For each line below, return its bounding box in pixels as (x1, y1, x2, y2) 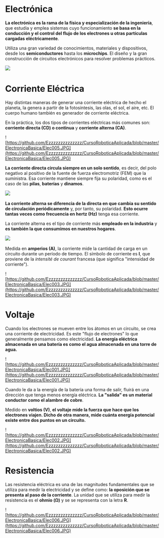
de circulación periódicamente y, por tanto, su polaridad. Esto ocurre (5, 206, 148, 211)
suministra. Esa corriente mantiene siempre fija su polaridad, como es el (5, 175, 152, 181)
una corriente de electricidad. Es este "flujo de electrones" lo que (5, 331, 138, 336)
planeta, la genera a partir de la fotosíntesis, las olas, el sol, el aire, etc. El (5, 105, 154, 111)
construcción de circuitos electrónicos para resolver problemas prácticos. (5, 55, 156, 61)
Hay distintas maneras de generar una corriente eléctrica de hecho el (5, 99, 147, 105)
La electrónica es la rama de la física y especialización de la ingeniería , (5, 20, 153, 26)
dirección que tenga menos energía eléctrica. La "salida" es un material (5, 392, 153, 398)
